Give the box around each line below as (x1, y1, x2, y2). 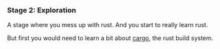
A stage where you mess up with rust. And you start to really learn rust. (7, 21, 208, 29)
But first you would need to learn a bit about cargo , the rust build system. (7, 34, 214, 42)
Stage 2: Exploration (7, 5, 77, 15)
